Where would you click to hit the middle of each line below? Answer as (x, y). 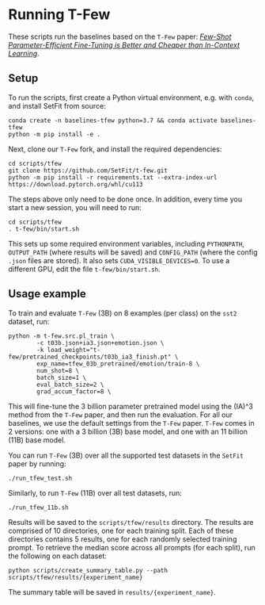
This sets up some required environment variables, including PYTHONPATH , (127, 243)
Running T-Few (59, 15)
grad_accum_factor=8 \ (74, 391)
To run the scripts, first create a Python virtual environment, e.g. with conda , (131, 98)
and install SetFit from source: (57, 105)
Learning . (24, 53)
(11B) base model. (37, 440)
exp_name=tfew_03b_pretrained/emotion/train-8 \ (118, 364)
